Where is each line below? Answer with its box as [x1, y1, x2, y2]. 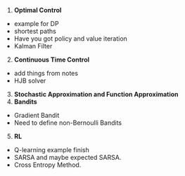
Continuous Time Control [13, 55, 90, 64]
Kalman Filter [13, 42, 53, 50]
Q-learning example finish [13, 146, 90, 154]
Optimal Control [13, 6, 62, 14]
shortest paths [13, 27, 56, 35]
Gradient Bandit [13, 111, 60, 119]
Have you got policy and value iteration [13, 34, 128, 43]
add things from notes [13, 69, 79, 77]
